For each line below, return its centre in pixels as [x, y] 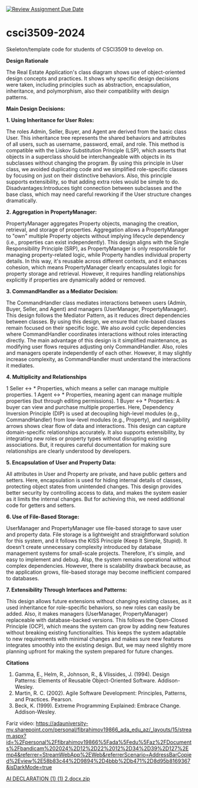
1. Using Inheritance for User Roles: [50, 120]
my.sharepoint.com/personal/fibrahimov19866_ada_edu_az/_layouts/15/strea [99, 730]
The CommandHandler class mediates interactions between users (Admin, [96, 303]
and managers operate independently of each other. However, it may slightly [99, 353]
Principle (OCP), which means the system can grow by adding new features [98, 626]
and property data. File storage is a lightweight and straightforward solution [98, 534]
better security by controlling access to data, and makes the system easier [97, 492]
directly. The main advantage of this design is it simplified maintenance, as [97, 340]
